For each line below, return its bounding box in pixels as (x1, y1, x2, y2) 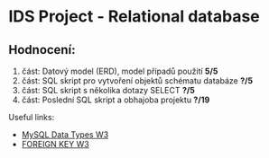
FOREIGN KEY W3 (21, 139, 89, 149)
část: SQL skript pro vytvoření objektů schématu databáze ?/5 (21, 75, 254, 86)
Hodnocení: (8, 42, 76, 57)
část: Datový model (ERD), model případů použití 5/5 (21, 66, 218, 76)
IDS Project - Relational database (8, 6, 261, 27)
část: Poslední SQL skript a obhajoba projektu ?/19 (21, 94, 210, 105)
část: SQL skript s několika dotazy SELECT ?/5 (21, 85, 195, 95)
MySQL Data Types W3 (21, 129, 109, 140)
